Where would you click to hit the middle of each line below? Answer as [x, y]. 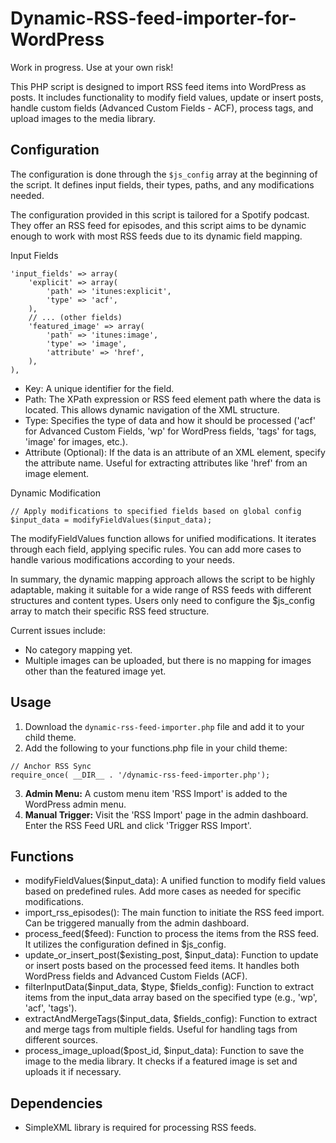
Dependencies [56, 1103]
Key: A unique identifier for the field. [99, 388]
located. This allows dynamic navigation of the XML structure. [152, 409]
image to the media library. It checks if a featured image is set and [161, 1061]
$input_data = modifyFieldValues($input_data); [111, 520]
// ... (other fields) [75, 317]
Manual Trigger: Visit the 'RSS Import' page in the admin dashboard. [166, 814]
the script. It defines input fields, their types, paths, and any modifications [162, 184]
